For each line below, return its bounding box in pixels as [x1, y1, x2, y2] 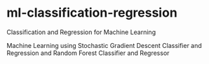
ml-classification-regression [6, 5, 178, 21]
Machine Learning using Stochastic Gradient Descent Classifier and [6, 41, 203, 49]
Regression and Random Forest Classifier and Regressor [6, 49, 170, 57]
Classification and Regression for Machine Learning [6, 28, 156, 36]
